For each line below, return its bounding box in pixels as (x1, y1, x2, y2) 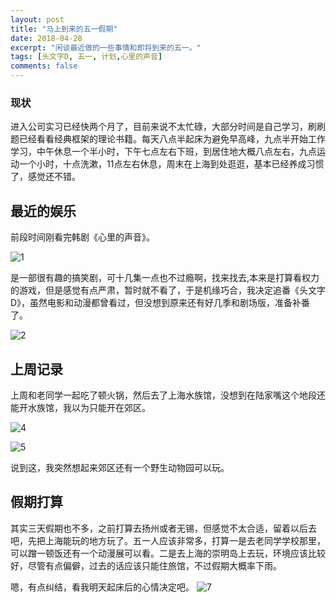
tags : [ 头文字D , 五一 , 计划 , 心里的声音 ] (10, 52, 163, 62)
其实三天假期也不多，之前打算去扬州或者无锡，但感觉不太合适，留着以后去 (10, 522, 317, 534)
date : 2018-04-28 (10, 33, 83, 43)
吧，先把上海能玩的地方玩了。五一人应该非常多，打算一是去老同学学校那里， (10, 534, 326, 546)
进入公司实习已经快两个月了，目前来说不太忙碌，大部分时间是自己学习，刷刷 (10, 121, 326, 133)
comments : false (10, 61, 78, 71)
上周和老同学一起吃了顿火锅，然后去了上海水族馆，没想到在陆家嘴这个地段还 (10, 389, 326, 401)
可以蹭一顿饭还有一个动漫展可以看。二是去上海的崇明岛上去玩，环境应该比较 (10, 547, 326, 559)
